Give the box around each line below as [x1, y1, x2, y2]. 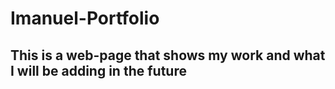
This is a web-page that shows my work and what [10, 47, 326, 64]
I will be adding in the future [10, 62, 187, 79]
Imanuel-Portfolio [10, 7, 160, 30]
